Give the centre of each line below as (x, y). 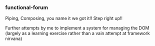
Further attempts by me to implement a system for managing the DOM (77, 28)
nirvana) (14, 38)
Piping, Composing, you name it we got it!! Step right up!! (64, 18)
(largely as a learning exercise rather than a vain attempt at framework (77, 33)
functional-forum (27, 7)
